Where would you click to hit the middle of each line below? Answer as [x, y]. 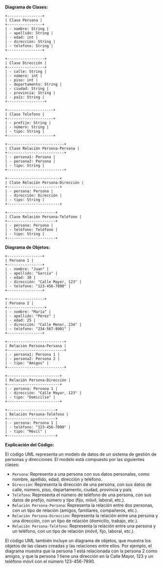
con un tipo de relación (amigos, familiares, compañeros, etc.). [75, 510]
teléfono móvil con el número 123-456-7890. [50, 561]
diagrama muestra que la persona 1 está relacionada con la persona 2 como [81, 551]
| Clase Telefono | [25, 114]
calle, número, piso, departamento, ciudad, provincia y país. [72, 490]
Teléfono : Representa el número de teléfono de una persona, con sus [82, 495]
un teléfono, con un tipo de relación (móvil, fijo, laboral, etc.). [73, 531]
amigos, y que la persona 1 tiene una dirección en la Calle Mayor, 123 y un [79, 556]
